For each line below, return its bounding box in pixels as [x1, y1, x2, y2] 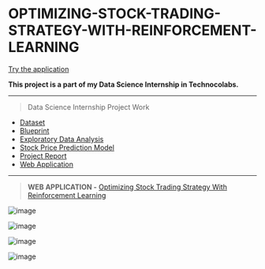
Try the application [8, 64, 69, 73]
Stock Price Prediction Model [19, 143, 114, 152]
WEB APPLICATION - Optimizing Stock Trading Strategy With [27, 182, 227, 192]
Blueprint [19, 125, 50, 135]
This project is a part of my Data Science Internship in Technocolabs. [8, 80, 239, 89]
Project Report [19, 151, 67, 160]
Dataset [19, 118, 46, 127]
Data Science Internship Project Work [27, 102, 150, 111]
